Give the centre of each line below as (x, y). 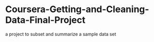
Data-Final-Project (45, 20)
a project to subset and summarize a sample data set (61, 34)
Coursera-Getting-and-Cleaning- (77, 9)
